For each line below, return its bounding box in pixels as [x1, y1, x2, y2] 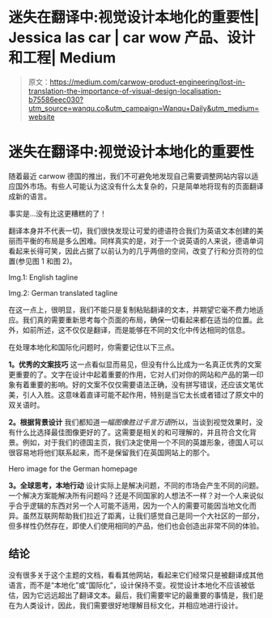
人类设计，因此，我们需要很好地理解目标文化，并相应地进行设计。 [22, 600, 243, 610]
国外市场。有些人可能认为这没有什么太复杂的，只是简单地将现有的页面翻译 [15, 181, 264, 191]
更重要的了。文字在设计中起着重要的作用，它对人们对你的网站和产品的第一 [8, 369, 257, 379]
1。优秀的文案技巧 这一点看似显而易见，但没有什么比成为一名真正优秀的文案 [8, 359, 261, 369]
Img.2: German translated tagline [8, 288, 118, 297]
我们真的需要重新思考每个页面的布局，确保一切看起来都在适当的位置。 [22, 314, 257, 325]
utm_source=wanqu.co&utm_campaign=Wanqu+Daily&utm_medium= [28, 103, 260, 113]
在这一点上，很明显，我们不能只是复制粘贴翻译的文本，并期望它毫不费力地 [8, 305, 257, 314]
